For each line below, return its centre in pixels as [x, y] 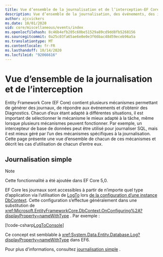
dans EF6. [80, 240]
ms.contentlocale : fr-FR [30, 46]
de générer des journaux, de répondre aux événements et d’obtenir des [76, 108]
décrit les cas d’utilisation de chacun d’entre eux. [54, 144]
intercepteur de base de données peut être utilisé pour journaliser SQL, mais [81, 128]
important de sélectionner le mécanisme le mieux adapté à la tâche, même [80, 118]
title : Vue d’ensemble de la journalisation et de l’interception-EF [77, 9]
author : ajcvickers [25, 18]
